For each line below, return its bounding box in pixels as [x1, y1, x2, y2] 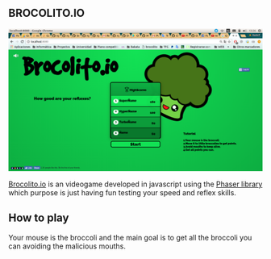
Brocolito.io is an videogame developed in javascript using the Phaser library [8, 179, 263, 189]
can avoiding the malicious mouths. [8, 241, 127, 251]
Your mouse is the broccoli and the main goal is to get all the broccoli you [8, 232, 252, 242]
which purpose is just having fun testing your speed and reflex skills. [8, 187, 236, 197]
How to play [8, 211, 69, 225]
